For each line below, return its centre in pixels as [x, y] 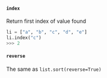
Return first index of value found [46, 21]
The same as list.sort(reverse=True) [54, 69]
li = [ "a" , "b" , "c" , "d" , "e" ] [47, 32]
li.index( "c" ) [24, 38]
